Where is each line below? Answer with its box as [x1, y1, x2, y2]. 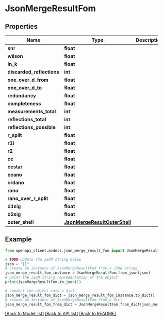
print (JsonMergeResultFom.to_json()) [5, 280, 81, 285]
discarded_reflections [7, 69, 60, 75]
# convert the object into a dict [5, 288, 75, 293]
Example [5, 235, 32, 244]
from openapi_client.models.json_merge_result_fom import [5, 248, 125, 253]
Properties [5, 22, 38, 31]
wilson [7, 53, 23, 59]
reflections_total [7, 116, 46, 123]
